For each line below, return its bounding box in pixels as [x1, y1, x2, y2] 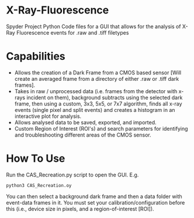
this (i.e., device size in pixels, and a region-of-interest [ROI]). [6, 205, 154, 212]
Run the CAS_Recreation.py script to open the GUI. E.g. [6, 171, 139, 178]
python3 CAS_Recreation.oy [6, 182, 72, 188]
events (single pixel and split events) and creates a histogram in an [14, 106, 175, 113]
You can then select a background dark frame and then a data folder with [6, 193, 182, 200]
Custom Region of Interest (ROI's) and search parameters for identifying [14, 125, 188, 132]
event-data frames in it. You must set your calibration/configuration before [6, 199, 185, 206]
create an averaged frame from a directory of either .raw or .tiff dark [14, 75, 179, 82]
